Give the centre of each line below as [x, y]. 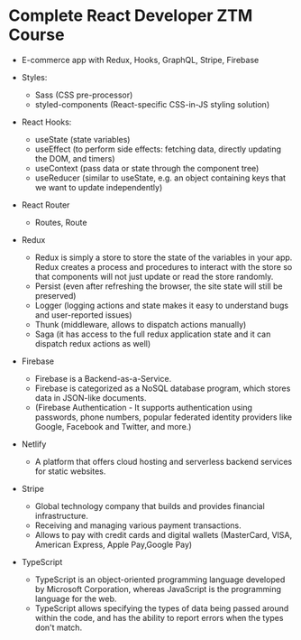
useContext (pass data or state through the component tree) [147, 168]
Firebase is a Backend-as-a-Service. [103, 378]
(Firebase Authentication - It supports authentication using [144, 407]
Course [36, 35]
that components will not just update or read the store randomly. [154, 276]
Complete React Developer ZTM [131, 16]
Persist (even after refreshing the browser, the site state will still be [159, 286]
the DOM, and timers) [75, 158]
